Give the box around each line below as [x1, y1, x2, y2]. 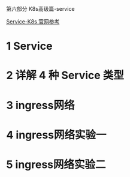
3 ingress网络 [6, 98, 75, 112]
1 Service [6, 40, 53, 53]
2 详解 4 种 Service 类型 [6, 68, 125, 82]
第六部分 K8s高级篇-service [6, 5, 75, 12]
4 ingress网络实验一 [6, 128, 107, 142]
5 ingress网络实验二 [6, 158, 106, 171]
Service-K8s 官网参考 [6, 18, 60, 25]
